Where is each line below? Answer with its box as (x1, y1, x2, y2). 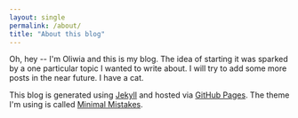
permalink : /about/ (9, 21, 82, 30)
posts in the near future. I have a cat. (9, 73, 144, 83)
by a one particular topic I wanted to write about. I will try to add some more (9, 63, 287, 74)
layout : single (9, 12, 66, 22)
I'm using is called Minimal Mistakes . (9, 99, 144, 110)
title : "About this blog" (9, 29, 105, 38)
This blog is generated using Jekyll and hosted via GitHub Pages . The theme (9, 90, 290, 100)
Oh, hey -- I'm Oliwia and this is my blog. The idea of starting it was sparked (9, 54, 288, 65)
